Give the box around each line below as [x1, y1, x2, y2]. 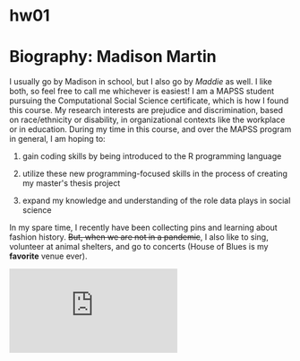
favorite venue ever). [9, 251, 88, 261]
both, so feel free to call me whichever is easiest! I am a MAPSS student [9, 86, 275, 97]
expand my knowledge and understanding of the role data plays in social [21, 195, 291, 207]
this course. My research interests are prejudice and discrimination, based [9, 105, 284, 116]
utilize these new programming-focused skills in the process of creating [21, 168, 288, 180]
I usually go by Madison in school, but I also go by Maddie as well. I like [9, 76, 273, 87]
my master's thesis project [21, 178, 121, 189]
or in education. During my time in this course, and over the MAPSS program [9, 124, 292, 135]
